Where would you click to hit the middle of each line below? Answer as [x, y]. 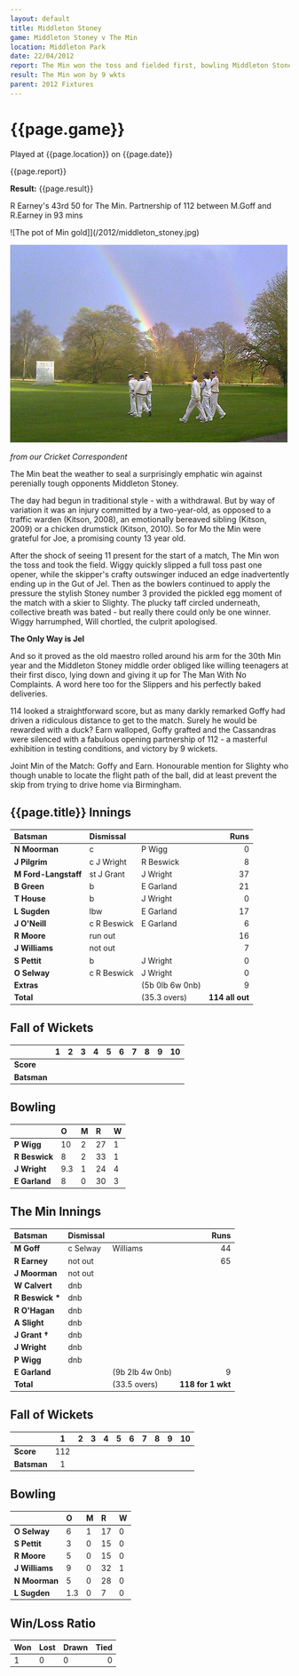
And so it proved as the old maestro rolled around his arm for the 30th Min [146, 655]
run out [102, 936]
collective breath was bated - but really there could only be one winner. [141, 612]
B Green [29, 886]
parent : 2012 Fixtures [52, 84]
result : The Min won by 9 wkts [68, 75]
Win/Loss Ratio [53, 1623]
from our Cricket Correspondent [69, 457]
